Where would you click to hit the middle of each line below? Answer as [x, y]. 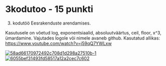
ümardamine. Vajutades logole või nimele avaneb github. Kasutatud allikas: [82, 38]
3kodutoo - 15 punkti [49, 9]
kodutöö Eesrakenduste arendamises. [52, 23]
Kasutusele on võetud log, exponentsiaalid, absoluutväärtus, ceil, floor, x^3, [84, 32]
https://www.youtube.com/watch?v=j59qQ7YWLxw [59, 43]
